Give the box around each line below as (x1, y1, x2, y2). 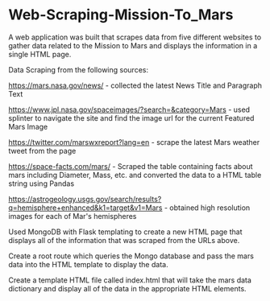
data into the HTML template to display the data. (8, 259, 168, 269)
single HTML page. (8, 49, 72, 59)
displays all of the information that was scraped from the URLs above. (8, 235, 240, 245)
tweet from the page (8, 146, 77, 155)
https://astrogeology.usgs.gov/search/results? (8, 194, 162, 204)
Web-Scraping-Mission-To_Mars (8, 6, 234, 24)
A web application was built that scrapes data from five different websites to (8, 32, 262, 42)
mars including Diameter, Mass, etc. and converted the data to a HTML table (8, 170, 262, 179)
